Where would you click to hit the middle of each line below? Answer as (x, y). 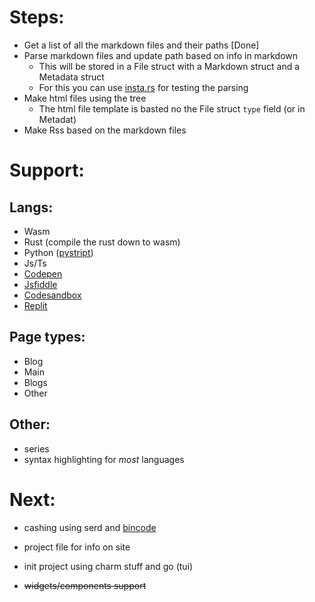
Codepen (43, 273)
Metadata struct (71, 77)
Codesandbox (52, 295)
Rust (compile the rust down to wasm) (102, 242)
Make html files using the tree (85, 98)
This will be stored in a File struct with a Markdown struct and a (169, 66)
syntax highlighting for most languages (104, 459)
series (36, 448)
